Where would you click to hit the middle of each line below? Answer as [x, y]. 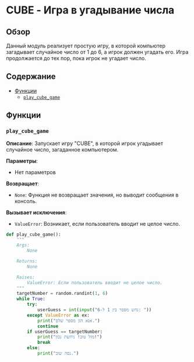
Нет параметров [35, 172]
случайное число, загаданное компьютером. [62, 149]
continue [48, 326]
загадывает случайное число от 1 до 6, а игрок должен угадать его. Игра [97, 52]
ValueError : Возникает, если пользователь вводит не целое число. [97, 223]
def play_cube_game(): [33, 235]
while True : [31, 299]
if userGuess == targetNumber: [65, 332]
